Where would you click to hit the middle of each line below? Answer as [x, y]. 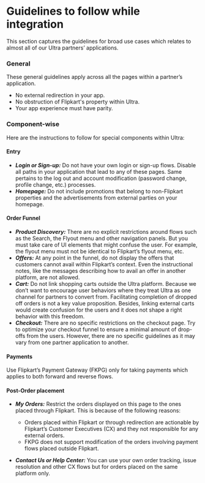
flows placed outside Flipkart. [61, 449]
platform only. [33, 473]
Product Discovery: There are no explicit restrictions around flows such [106, 231]
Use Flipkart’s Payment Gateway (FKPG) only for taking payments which [97, 370]
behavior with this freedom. [50, 316]
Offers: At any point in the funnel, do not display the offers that [95, 258]
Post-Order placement [35, 391]
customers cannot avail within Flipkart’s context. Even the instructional [104, 264]
